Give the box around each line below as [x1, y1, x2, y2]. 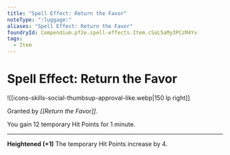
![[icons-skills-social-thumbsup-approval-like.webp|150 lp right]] [7, 94, 190, 102]
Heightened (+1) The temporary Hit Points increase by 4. [7, 139, 168, 147]
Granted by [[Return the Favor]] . [7, 107, 98, 115]
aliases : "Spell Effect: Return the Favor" [7, 23, 133, 29]
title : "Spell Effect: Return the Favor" [7, 10, 127, 17]
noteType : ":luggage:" [7, 16, 72, 23]
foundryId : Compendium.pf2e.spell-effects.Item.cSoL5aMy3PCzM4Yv [7, 29, 197, 36]
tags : [7, 36, 23, 42]
